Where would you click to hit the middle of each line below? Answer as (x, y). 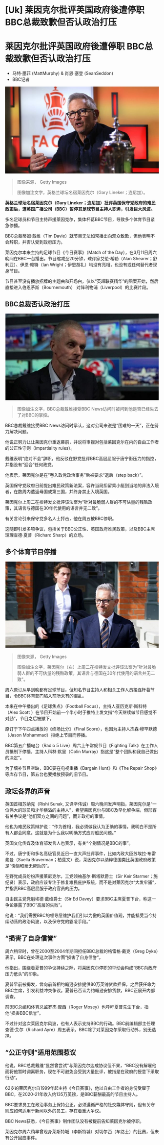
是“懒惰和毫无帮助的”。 (29, 866)
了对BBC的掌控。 (34, 415)
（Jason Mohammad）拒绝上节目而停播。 (47, 735)
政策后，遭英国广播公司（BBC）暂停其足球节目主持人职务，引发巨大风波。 (80, 209)
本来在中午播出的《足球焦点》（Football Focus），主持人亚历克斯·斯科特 (76, 706)
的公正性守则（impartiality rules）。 (40, 448)
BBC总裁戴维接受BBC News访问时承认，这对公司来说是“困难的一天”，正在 (80, 425)
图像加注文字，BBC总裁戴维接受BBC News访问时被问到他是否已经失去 (88, 409)
